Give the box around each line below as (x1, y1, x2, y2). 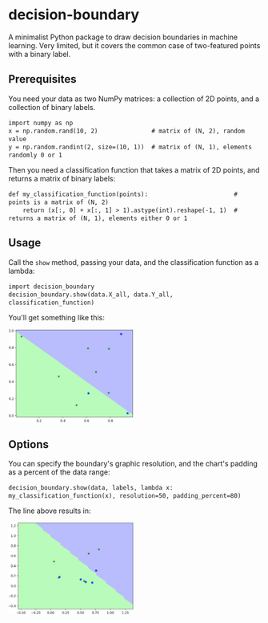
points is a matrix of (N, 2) (8, 198, 110, 206)
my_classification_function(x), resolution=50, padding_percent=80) (8, 492, 242, 500)
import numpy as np (8, 119, 74, 127)
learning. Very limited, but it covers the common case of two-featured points (8, 40, 261, 50)
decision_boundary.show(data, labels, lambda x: (8, 484, 174, 492)
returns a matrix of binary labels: (8, 173, 116, 183)
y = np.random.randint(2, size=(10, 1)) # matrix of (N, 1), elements (8, 143, 252, 151)
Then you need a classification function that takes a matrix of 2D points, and (8, 165, 260, 174)
